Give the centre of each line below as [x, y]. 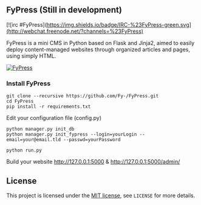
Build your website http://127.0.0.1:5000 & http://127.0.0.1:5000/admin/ [93, 162]
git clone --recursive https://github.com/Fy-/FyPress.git [83, 96]
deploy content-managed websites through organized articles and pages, [98, 49]
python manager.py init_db [40, 129]
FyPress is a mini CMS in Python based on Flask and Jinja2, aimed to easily [101, 43]
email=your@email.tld [34, 140]
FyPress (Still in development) [64, 10]
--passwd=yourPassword [92, 140]
